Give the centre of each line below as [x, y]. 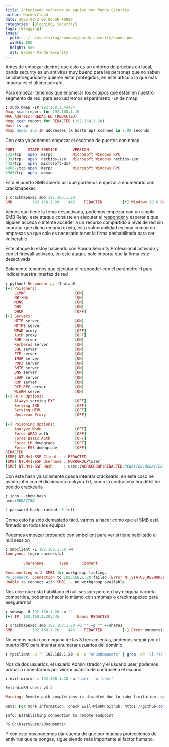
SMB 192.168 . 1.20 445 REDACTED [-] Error [74, 630]
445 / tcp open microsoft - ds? [38, 164]
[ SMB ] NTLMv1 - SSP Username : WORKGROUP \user [53, 462]
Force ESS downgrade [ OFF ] [50, 448]
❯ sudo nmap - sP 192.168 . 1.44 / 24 [40, 107]
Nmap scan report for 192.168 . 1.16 [43, 112]
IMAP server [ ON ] [49, 359]
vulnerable [16, 239]
